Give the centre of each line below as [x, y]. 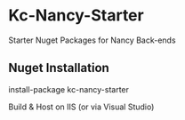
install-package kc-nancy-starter [69, 89]
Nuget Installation [59, 68]
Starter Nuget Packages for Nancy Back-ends [92, 40]
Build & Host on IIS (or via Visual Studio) [81, 107]
